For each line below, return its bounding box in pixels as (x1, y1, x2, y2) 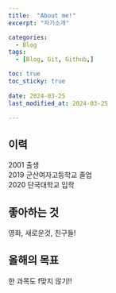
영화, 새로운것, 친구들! (8, 228, 76, 237)
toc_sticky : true (8, 77, 66, 85)
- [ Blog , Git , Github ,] (15, 56, 94, 64)
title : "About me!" (8, 11, 77, 20)
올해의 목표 (8, 253, 60, 267)
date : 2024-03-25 (8, 92, 66, 100)
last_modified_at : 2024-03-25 (8, 99, 109, 107)
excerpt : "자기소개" (8, 19, 70, 27)
